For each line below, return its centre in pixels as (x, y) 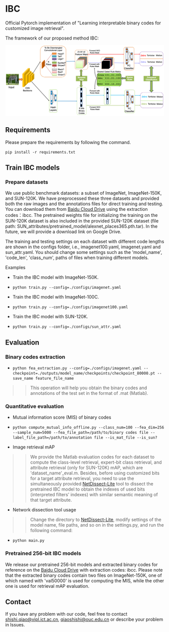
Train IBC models (33, 168)
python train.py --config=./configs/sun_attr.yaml (67, 327)
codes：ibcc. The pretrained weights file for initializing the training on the (81, 215)
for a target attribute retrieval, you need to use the (82, 478)
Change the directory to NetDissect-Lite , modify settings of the (96, 519)
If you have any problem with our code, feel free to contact (66, 614)
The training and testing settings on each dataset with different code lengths (85, 242)
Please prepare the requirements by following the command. (68, 142)
